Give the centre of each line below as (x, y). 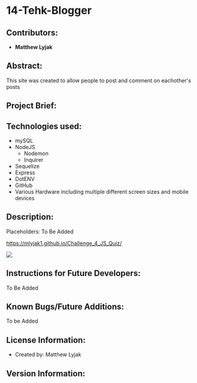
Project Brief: (32, 106)
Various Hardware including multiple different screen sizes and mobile (102, 192)
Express (25, 173)
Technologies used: (44, 126)
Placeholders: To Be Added (40, 231)
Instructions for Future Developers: (74, 273)
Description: (30, 217)
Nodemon (36, 153)
